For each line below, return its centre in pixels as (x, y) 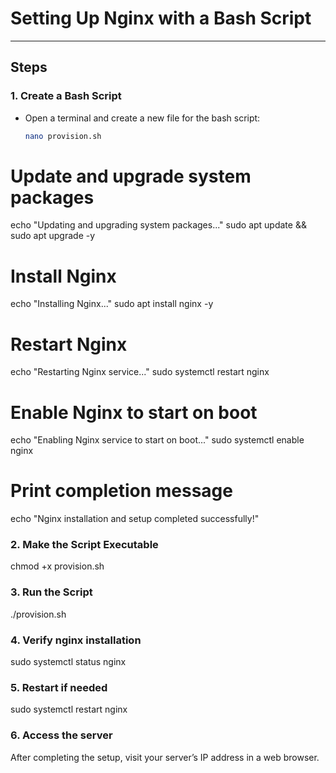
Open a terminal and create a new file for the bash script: (142, 118)
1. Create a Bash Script (66, 96)
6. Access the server (61, 735)
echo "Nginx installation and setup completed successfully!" (135, 519)
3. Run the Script (51, 592)
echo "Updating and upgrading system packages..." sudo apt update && (158, 225)
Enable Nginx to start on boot (134, 412)
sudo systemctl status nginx (68, 662)
